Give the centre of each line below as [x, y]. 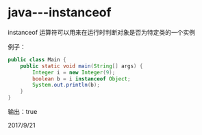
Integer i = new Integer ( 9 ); [74, 72]
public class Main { [37, 59]
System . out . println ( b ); [66, 85]
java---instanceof [60, 13]
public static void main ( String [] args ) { [81, 66]
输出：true [23, 112]
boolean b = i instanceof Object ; [81, 79]
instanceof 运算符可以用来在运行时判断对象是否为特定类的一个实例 [102, 32]
